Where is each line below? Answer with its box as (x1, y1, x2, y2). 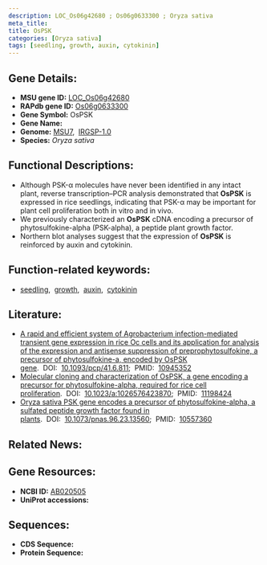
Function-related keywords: (8, 263, 151, 277)
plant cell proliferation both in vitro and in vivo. (19, 206, 174, 215)
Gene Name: (19, 118, 63, 128)
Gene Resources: (8, 465, 96, 479)
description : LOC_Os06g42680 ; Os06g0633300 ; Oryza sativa (8, 11, 214, 20)
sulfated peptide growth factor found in (19, 406, 150, 416)
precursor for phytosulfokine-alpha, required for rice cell (19, 380, 207, 390)
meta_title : (8, 19, 48, 27)
